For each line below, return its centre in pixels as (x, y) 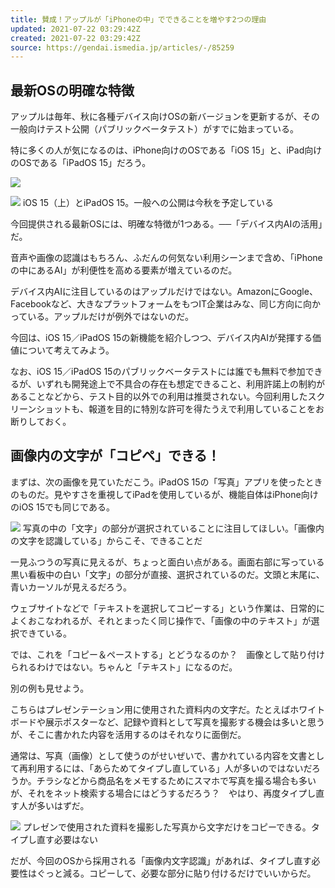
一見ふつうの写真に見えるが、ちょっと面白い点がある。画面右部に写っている (167, 562)
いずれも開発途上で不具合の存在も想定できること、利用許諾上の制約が (180, 384)
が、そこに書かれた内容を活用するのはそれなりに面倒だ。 (128, 734)
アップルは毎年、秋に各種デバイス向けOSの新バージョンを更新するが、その (165, 117)
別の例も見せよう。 (50, 688)
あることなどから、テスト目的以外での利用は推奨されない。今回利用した (159, 397)
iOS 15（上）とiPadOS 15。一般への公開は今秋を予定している (148, 203)
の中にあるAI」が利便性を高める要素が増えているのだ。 (124, 270)
